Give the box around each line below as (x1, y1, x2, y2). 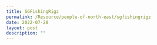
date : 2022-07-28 (6, 19, 49, 25)
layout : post (6, 25, 38, 31)
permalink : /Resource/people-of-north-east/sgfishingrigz (6, 14, 151, 20)
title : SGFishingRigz (6, 8, 59, 15)
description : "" (6, 30, 46, 36)
